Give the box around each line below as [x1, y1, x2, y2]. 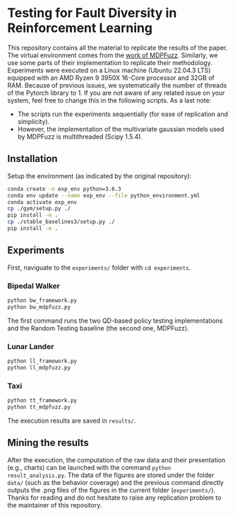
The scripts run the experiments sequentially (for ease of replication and [17, 110, 228, 118]
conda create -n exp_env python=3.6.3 [7, 185, 121, 193]
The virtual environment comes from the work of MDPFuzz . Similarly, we [7, 51, 218, 59]
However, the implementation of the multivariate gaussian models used [17, 125, 224, 133]
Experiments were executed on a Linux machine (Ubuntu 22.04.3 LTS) [7, 66, 211, 74]
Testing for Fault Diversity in [7, 5, 177, 21]
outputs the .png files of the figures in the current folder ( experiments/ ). [7, 486, 216, 494]
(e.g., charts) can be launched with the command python [7, 463, 171, 471]
